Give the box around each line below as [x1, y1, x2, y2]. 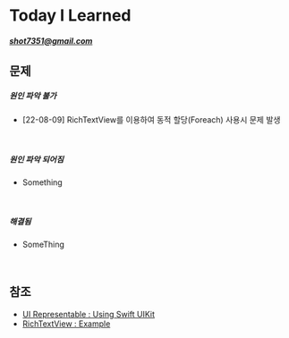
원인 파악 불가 [9, 90, 56, 101]
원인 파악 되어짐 [9, 154, 64, 165]
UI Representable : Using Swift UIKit [21, 308, 155, 319]
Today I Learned [9, 5, 132, 26]
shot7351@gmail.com [9, 35, 93, 46]
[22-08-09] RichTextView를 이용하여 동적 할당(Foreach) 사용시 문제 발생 [21, 114, 281, 125]
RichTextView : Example [21, 318, 111, 329]
